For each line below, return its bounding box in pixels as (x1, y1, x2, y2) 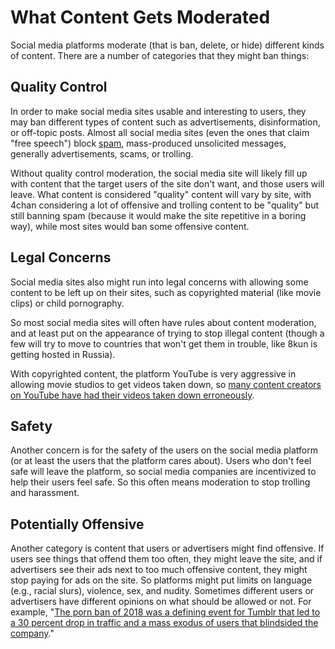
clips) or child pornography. (10, 297, 125, 309)
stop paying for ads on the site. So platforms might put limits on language (10, 574, 313, 586)
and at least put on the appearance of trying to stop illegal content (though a (10, 327, 325, 339)
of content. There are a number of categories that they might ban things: (10, 49, 310, 61)
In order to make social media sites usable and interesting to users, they (10, 105, 307, 117)
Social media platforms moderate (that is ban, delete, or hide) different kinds (10, 39, 325, 51)
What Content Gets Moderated (10, 6, 271, 29)
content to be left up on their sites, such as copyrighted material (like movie (10, 286, 322, 298)
